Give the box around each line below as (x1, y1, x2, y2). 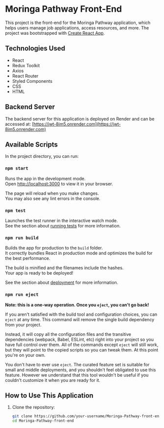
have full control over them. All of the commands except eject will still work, (5, 342, 159, 348)
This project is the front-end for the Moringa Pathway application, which (5, 20, 151, 25)
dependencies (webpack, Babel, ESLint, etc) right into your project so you (5, 336, 154, 342)
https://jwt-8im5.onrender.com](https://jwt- (33, 121, 121, 127)
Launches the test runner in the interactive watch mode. (5, 217, 118, 224)
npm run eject (5, 292, 39, 298)
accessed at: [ (5, 121, 34, 127)
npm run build (5, 235, 39, 241)
